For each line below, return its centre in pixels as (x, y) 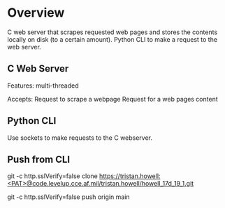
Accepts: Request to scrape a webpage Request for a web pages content (112, 99)
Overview (36, 13)
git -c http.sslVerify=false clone (52, 176)
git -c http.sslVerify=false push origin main (69, 197)
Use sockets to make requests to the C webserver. (80, 138)
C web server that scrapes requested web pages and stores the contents (112, 32)
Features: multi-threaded (43, 86)
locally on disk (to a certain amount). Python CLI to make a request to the (112, 39)
